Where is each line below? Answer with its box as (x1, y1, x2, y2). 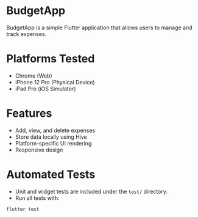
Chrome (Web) (15, 72, 53, 79)
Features (6, 106, 52, 120)
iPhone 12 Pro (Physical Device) (15, 78, 96, 86)
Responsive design (15, 146, 63, 153)
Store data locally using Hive (15, 133, 87, 141)
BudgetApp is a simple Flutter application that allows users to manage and (6, 24, 193, 31)
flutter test (6, 206, 40, 212)
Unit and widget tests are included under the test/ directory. (15, 188, 168, 195)
